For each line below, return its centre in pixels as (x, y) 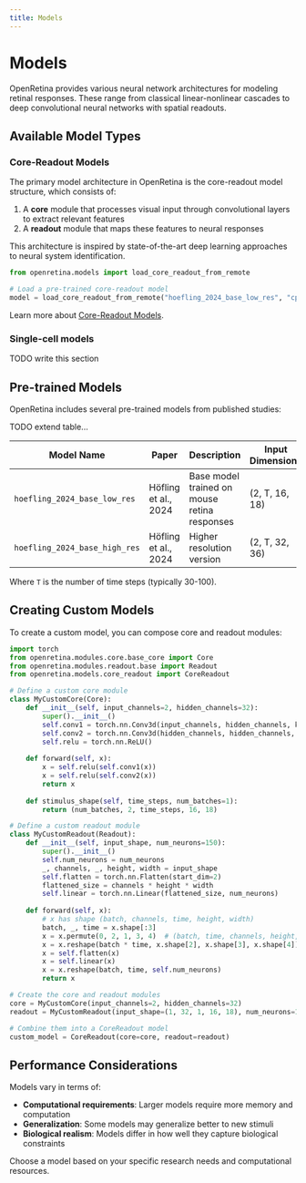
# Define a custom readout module (75, 826)
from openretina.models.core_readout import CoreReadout (120, 674)
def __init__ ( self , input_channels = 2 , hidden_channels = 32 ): (142, 708)
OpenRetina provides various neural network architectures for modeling (144, 88)
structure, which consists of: (63, 191)
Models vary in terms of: (56, 1087)
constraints (44, 1144)
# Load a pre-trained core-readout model (89, 289)
